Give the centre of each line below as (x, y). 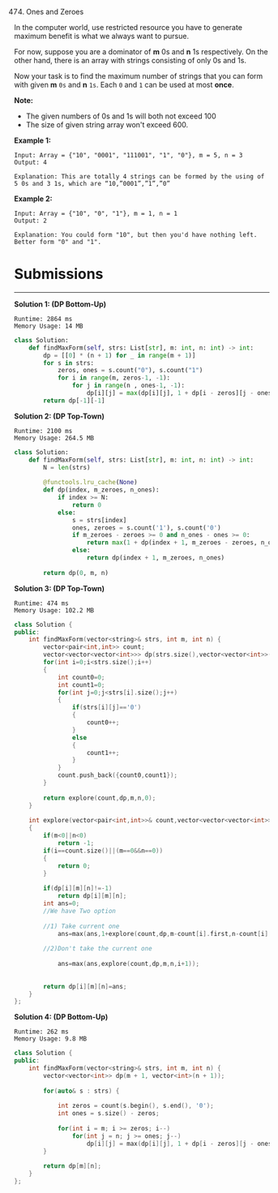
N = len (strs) (67, 467)
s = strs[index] (99, 520)
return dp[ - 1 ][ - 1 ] (74, 401)
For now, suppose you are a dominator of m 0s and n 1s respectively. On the (141, 51)
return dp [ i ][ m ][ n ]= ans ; (85, 986)
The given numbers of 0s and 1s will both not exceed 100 (121, 116)
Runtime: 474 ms (41, 603)
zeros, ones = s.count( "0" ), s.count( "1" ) (130, 371)
